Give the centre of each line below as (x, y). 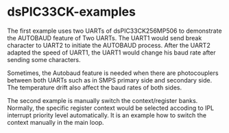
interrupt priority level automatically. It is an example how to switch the (107, 115)
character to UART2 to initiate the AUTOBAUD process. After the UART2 (109, 45)
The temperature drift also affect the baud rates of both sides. (95, 87)
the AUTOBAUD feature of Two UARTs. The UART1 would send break (105, 38)
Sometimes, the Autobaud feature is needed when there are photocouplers (113, 73)
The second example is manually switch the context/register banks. (103, 100)
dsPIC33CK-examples (71, 12)
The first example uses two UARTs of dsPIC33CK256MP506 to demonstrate (114, 31)
